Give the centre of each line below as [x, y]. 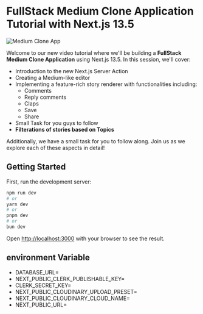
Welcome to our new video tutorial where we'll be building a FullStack [94, 52]
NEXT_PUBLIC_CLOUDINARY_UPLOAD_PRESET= [76, 291]
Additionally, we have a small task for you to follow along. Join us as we [96, 141]
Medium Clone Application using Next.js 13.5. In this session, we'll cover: [98, 59]
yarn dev [17, 204]
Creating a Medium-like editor [53, 77]
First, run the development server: [49, 182]
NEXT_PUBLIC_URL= [41, 305]
